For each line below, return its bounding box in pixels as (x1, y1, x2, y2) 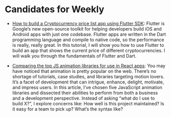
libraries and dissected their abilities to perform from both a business (12, 90, 158, 96)
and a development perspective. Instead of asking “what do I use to (12, 95, 155, 101)
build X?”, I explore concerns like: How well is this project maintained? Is (12, 100, 164, 106)
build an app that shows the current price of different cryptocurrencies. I (12, 47, 165, 53)
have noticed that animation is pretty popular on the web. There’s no (12, 68, 157, 74)
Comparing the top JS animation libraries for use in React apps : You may (12, 63, 166, 69)
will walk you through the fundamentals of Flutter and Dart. (12, 52, 137, 59)
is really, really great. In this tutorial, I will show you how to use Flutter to (12, 42, 164, 48)
